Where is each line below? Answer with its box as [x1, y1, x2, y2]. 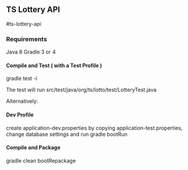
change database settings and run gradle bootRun [6, 131, 128, 138]
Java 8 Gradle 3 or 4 [6, 48, 56, 55]
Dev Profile [6, 111, 34, 118]
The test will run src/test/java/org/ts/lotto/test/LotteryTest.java [6, 86, 157, 94]
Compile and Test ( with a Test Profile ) [6, 62, 102, 69]
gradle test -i [6, 75, 38, 82]
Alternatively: [6, 98, 38, 105]
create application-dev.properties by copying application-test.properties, [6, 124, 183, 131]
